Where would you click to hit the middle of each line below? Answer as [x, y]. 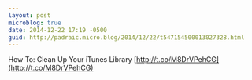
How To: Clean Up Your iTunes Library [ [72, 60]
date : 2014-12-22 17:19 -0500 [58, 30]
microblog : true [35, 23]
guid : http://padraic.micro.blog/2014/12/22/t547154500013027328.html [126, 37]
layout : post [30, 15]
